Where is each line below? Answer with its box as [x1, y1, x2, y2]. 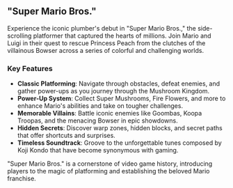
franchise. [7, 174, 36, 183]
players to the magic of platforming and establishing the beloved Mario [7, 167, 210, 175]
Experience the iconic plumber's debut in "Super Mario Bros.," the [7, 24, 196, 32]
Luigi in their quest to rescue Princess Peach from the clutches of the [7, 38, 206, 47]
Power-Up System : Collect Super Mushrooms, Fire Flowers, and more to [17, 94, 226, 103]
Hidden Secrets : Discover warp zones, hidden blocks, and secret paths [17, 124, 223, 132]
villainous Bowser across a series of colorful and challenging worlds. [7, 46, 204, 54]
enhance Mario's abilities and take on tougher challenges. [17, 102, 183, 110]
